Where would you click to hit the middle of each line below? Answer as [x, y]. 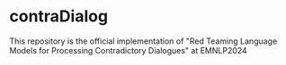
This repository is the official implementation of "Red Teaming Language [143, 41]
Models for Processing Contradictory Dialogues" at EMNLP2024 [128, 50]
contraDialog [59, 16]
